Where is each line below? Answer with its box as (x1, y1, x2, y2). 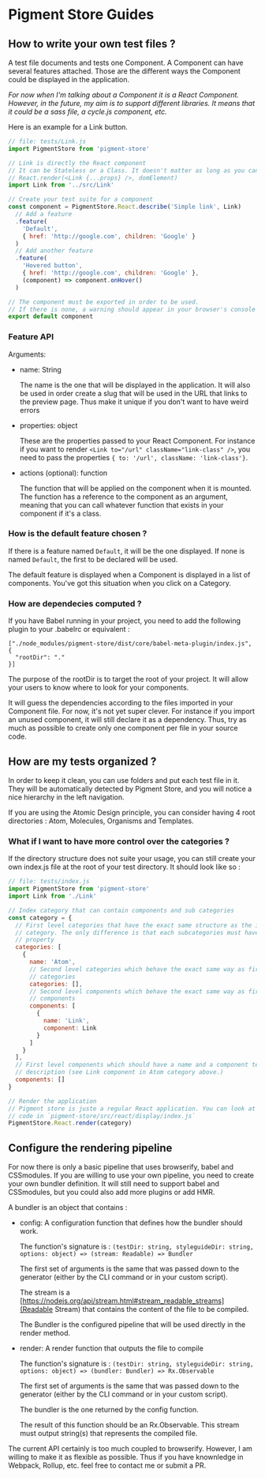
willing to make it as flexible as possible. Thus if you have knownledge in (8, 1453, 244, 1462)
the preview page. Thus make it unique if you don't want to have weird (19, 397, 248, 406)
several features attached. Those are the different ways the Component (8, 66, 241, 76)
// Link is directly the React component (8, 159, 147, 167)
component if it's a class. (19, 508, 102, 518)
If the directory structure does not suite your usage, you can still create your (8, 854, 256, 864)
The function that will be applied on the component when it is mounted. (19, 483, 252, 493)
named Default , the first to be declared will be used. (8, 554, 178, 564)
